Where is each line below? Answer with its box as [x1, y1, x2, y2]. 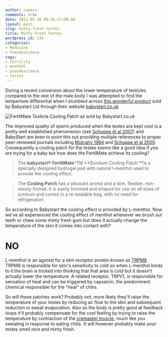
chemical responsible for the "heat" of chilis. [5, 284, 98, 290]
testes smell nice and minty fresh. [5, 326, 76, 332]
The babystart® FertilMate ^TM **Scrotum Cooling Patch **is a [17, 160, 151, 166]
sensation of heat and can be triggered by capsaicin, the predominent [5, 278, 150, 284]
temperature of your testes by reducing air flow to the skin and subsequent [5, 299, 161, 305]
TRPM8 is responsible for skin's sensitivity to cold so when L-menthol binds [5, 262, 163, 269]
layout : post [5, 21, 33, 27]
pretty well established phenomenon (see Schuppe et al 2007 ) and [5, 128, 144, 134]
